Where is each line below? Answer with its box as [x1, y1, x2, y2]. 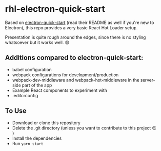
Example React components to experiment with [12, 87, 107, 93]
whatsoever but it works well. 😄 [5, 39, 70, 45]
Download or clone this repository [12, 120, 80, 126]
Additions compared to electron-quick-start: [5, 54, 143, 62]
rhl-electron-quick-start [5, 3, 105, 15]
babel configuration [12, 66, 52, 72]
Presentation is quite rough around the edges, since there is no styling [5, 34, 146, 40]
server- [140, 77, 155, 83]
